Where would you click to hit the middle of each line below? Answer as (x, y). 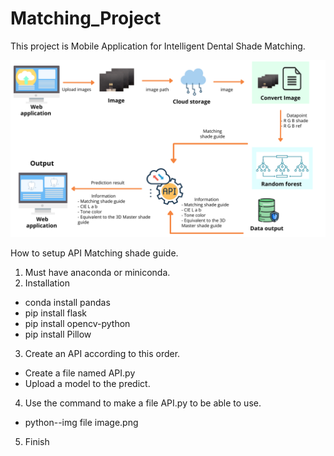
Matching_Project (86, 18)
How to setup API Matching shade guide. (94, 253)
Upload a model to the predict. (87, 384)
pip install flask (56, 313)
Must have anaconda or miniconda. (97, 273)
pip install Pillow (58, 334)
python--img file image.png (81, 423)
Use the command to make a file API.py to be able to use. (143, 403)
